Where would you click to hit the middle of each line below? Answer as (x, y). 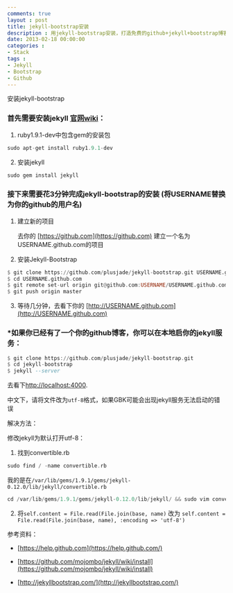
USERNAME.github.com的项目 (60, 244)
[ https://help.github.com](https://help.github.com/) (90, 548)
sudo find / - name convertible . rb (57, 466)
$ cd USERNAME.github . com (44, 279)
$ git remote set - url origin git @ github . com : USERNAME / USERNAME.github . (113, 285)
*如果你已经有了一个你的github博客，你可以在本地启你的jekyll (111, 333)
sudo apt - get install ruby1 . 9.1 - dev (60, 148)
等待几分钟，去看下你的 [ (53, 306)
